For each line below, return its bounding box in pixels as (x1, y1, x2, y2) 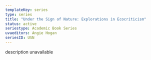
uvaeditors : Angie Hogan (5, 30, 57, 35)
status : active (5, 21, 37, 26)
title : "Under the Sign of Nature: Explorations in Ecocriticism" (5, 16, 146, 21)
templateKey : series (5, 7, 48, 12)
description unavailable (5, 48, 53, 55)
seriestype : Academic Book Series (5, 26, 77, 31)
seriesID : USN (5, 35, 35, 40)
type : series (5, 12, 32, 17)
